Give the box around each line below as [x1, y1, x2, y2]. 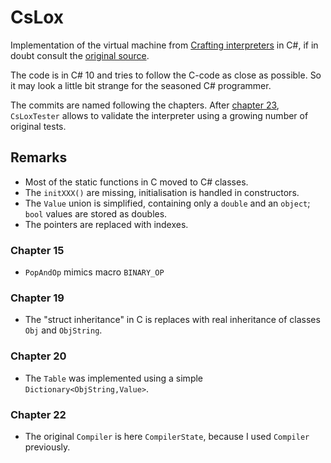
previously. [24, 441, 71, 453]
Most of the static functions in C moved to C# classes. [24, 176, 249, 188]
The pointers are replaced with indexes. [24, 218, 189, 230]
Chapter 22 [10, 407, 67, 421]
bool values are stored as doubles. [24, 207, 168, 220]
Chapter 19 [10, 291, 65, 305]
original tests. [10, 120, 67, 132]
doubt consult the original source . [10, 49, 150, 61]
